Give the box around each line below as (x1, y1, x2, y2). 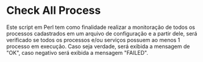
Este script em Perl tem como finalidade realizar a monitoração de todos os (6, 23, 196, 31)
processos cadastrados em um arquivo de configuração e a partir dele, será (6, 29, 198, 37)
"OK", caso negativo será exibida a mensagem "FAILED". (6, 49, 148, 56)
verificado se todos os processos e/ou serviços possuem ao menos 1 (6, 36, 180, 43)
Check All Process (6, 4, 101, 17)
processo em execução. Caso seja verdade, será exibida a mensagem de (6, 43, 190, 50)
